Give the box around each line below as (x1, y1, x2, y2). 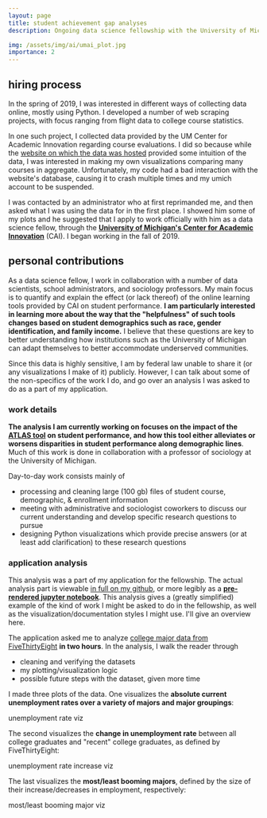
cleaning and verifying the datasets (19, 657, 136, 667)
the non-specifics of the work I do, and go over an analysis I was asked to (8, 375, 250, 385)
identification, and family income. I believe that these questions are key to (8, 326, 254, 335)
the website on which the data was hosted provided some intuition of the (8, 148, 247, 158)
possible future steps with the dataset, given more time (19, 674, 201, 683)
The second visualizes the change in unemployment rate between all (8, 729, 237, 738)
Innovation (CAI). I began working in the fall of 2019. (8, 231, 180, 241)
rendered (8, 593, 40, 602)
